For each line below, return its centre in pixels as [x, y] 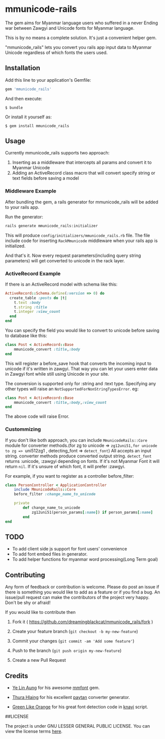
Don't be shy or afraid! [28, 603]
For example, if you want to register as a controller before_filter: [70, 476]
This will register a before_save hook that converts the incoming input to [78, 363]
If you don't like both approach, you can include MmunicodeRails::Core [76, 440]
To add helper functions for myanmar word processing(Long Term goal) [85, 559]
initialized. [15, 246]
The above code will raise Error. [37, 416]
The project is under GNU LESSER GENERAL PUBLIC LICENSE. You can [78, 726]
